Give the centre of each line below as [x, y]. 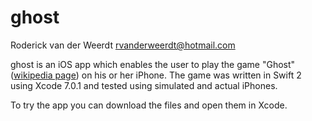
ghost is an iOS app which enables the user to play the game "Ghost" [153, 64]
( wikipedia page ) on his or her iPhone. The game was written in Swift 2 [156, 75]
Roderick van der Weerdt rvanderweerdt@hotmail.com [123, 45]
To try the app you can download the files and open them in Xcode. [149, 105]
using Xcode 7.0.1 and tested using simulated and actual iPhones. [144, 85]
